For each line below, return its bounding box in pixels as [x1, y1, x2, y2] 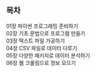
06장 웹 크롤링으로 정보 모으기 [6, 59, 76, 66]
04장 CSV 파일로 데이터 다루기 [6, 44, 78, 51]
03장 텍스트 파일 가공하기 [6, 37, 65, 44]
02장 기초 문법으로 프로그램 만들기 [6, 30, 86, 37]
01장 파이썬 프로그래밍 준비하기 [6, 22, 78, 30]
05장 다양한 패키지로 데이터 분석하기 [6, 52, 91, 59]
